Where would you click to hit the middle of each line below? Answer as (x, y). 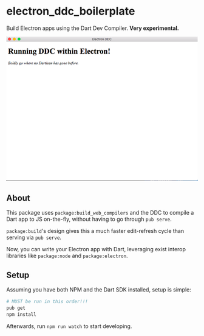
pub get (16, 308)
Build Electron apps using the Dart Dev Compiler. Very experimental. (93, 28)
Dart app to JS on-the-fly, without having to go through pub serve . (89, 219)
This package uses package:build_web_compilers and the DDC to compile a (100, 213)
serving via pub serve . (34, 238)
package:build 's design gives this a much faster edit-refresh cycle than (95, 231)
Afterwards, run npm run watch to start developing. (69, 326)
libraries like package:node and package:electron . (67, 256)
